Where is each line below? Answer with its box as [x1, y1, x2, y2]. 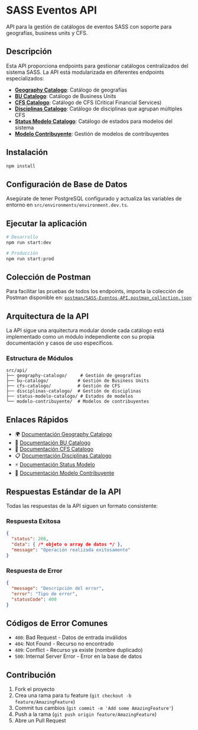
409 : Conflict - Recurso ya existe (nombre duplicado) [14, 647, 143, 654]
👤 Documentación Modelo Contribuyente [14, 469, 115, 476]
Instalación [6, 147, 48, 157]
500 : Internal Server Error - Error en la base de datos [14, 653, 142, 660]
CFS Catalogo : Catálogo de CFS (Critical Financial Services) [14, 99, 162, 106]
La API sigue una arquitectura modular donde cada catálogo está [6, 327, 164, 334]
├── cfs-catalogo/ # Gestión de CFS [6, 383, 120, 389]
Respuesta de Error [6, 566, 63, 575]
